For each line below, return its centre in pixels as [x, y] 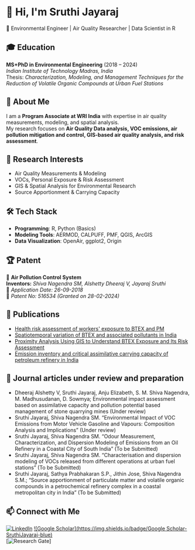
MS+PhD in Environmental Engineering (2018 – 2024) [72, 65]
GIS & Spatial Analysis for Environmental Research [75, 186]
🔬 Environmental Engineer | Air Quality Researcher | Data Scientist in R [91, 28]
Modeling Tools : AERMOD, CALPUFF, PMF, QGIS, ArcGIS [83, 235]
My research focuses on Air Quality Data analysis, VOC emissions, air [92, 128]
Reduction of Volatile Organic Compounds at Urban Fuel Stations [85, 83]
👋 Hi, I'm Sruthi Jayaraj [62, 12]
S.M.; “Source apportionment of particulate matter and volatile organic [99, 480]
